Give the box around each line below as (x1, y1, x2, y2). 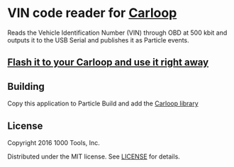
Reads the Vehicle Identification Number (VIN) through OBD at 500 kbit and (7, 28, 228, 37)
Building (7, 80, 45, 93)
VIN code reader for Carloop (7, 5, 177, 21)
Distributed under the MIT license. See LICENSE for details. (7, 152, 181, 161)
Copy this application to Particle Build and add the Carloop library (7, 99, 199, 108)
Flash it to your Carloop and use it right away (7, 57, 209, 69)
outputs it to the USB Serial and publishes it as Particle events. (7, 35, 189, 44)
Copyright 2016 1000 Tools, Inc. (7, 138, 101, 146)
